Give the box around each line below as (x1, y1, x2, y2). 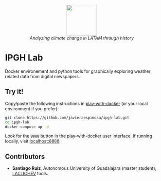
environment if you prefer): (5, 105, 59, 112)
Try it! (5, 88, 23, 96)
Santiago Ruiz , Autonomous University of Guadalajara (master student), (12, 165, 157, 171)
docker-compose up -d (5, 124, 49, 129)
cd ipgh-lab (5, 120, 29, 124)
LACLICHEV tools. (12, 171, 49, 177)
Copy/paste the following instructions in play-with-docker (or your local (5, 101, 148, 106)
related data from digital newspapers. (5, 73, 80, 79)
